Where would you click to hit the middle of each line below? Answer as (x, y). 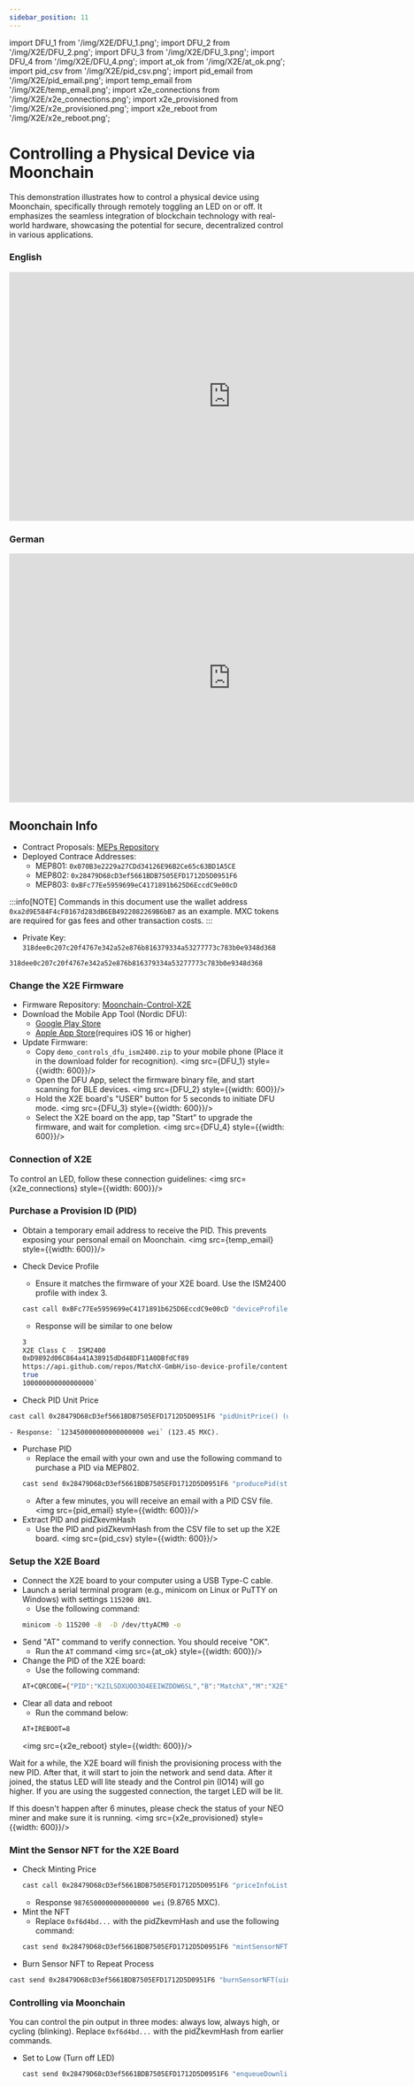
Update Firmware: (55, 1043)
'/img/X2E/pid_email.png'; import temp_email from (101, 80)
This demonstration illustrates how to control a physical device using (134, 196)
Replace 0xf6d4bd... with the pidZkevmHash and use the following (157, 1921)
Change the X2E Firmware (67, 985)
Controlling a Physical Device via (132, 154)
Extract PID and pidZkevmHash (79, 1520)
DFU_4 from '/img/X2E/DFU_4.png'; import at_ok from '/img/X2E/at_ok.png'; (147, 61)
